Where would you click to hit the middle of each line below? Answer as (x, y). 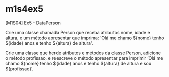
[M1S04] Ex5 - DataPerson (33, 23)
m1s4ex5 (24, 9)
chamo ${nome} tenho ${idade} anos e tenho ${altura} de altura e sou (78, 63)
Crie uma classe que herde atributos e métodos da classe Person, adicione (83, 53)
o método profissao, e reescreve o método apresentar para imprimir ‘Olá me (84, 58)
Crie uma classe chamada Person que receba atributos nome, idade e (78, 32)
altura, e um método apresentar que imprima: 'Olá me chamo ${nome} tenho (85, 38)
